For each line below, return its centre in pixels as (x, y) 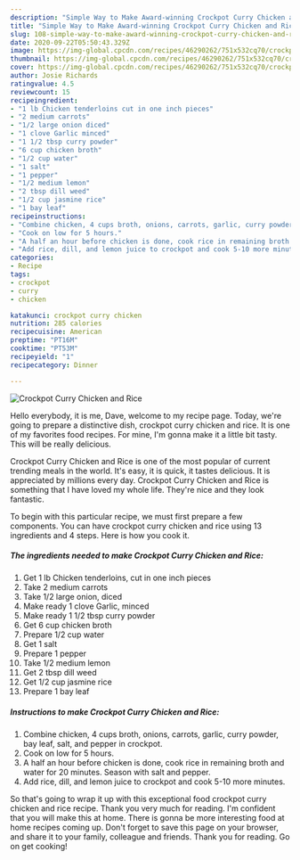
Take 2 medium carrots (65, 587)
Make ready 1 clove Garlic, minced (86, 606)
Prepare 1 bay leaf (56, 692)
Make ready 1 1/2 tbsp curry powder (89, 616)
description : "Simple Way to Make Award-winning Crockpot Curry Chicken (148, 17)
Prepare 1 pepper (55, 654)
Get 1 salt (40, 644)
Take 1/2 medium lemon (66, 663)
